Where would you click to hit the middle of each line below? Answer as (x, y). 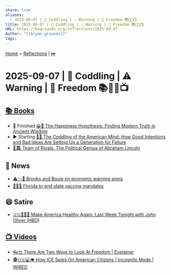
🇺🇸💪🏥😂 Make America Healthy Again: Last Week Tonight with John (84, 214)
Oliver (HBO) (26, 220)
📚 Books (20, 111)
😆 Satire (19, 202)
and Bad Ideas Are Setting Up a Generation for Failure (69, 142)
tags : (11, 39)
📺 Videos (21, 237)
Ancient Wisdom (30, 131)
